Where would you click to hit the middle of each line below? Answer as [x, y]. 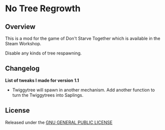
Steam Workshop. [23, 44]
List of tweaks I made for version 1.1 [42, 80]
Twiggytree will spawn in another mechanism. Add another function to [83, 90]
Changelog [22, 68]
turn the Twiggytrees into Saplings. [48, 95]
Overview [20, 27]
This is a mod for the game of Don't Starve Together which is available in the [83, 38]
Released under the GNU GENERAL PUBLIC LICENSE [59, 122]
